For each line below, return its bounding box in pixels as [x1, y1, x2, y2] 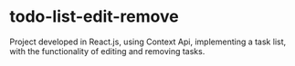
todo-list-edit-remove [9, 6, 180, 27]
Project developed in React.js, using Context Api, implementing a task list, [9, 36, 287, 47]
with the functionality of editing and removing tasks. [9, 45, 205, 56]
